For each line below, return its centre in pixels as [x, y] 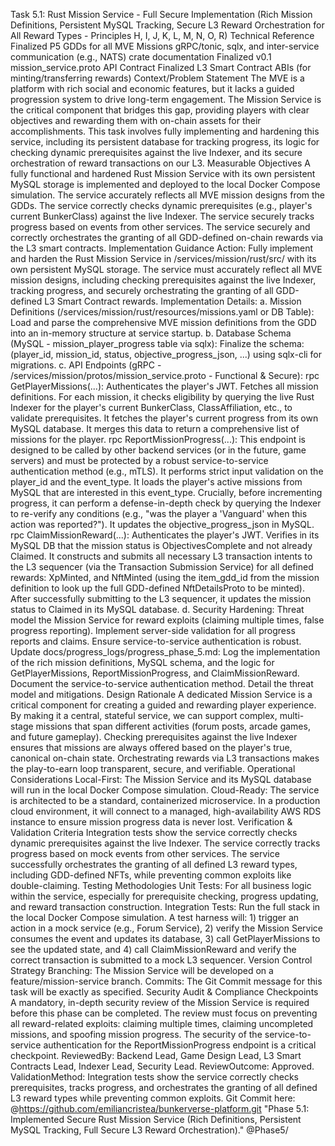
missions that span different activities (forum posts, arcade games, [173, 726]
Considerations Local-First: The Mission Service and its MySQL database [161, 779]
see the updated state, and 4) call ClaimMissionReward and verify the [153, 949]
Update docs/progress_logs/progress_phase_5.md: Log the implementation [165, 652]
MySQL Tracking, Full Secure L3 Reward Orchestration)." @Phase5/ [149, 1130]
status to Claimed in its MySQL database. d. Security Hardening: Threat [157, 609]
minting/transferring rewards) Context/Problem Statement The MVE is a [157, 78]
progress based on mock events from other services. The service [145, 853]
